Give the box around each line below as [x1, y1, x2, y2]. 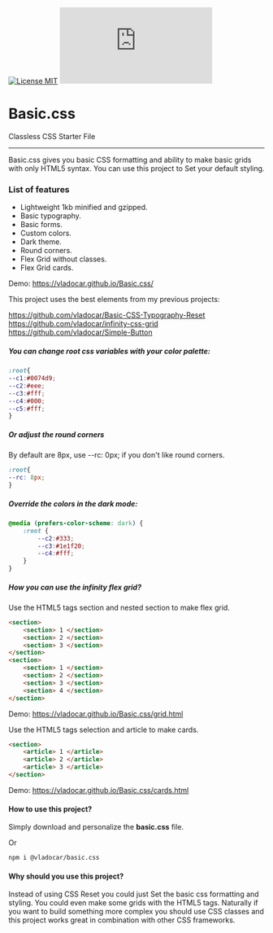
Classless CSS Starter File [8, 131, 96, 141]
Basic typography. [19, 211, 81, 221]
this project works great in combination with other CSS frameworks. [8, 915, 236, 925]
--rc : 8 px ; [8, 474, 45, 482]
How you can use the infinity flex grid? [8, 582, 142, 592]
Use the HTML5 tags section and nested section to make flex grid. [8, 602, 230, 612]
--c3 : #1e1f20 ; [37, 541, 85, 550]
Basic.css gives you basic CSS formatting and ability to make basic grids [8, 155, 252, 164]
